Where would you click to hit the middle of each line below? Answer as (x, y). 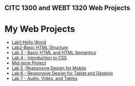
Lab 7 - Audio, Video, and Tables (44, 78)
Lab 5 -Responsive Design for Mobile (49, 68)
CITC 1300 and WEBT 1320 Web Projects (67, 8)
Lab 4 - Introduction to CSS (39, 58)
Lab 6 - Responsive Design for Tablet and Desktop (62, 73)
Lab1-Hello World (29, 42)
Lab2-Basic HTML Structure (40, 48)
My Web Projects (40, 29)
